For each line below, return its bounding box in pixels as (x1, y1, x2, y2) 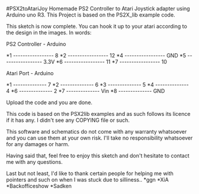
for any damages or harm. (6, 141, 70, 147)
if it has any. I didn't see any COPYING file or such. (6, 117, 130, 124)
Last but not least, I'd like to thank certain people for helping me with (6, 170, 174, 177)
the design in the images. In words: (6, 29, 92, 36)
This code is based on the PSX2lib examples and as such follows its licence (6, 111, 191, 117)
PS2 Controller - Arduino (6, 41, 66, 47)
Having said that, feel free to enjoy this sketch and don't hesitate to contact (6, 152, 190, 159)
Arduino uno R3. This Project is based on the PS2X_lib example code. (6, 11, 176, 18)
